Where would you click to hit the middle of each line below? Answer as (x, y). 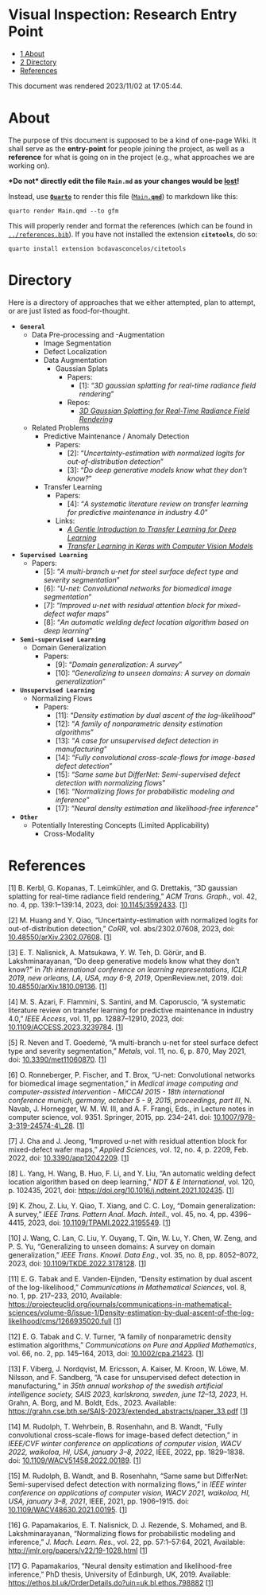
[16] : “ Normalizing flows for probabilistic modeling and (145, 791)
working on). (29, 166)
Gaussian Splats (82, 369)
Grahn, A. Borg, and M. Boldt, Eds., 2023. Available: (93, 1402)
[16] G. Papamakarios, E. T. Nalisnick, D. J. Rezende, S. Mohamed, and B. (128, 1525)
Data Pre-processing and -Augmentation (98, 334)
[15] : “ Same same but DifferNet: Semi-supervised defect (148, 774)
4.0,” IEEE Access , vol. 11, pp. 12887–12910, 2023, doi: (96, 1018)
